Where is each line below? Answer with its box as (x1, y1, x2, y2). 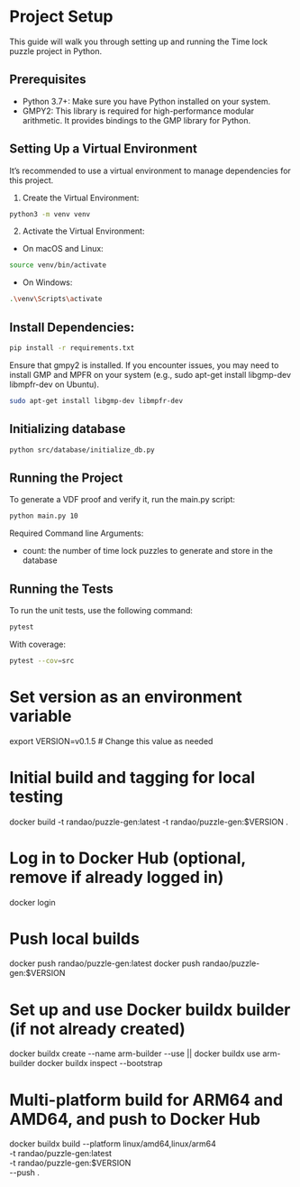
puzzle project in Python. (9, 45, 103, 56)
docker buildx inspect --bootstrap (37, 1058, 163, 1069)
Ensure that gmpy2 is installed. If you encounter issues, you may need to (9, 359, 279, 371)
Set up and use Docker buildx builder (9, 999, 291, 1020)
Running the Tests (9, 581, 114, 596)
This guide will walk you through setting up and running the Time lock (9, 36, 268, 47)
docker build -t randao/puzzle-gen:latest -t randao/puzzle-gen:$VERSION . (9, 816, 288, 827)
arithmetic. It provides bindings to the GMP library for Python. (22, 115, 251, 125)
